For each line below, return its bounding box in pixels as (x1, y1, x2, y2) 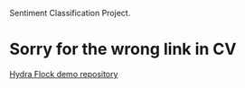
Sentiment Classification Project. (9, 8, 131, 18)
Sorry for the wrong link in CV (9, 40, 237, 59)
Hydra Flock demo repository (9, 68, 118, 79)
